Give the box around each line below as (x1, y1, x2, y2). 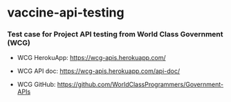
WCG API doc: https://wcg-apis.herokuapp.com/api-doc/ (17, 67, 181, 75)
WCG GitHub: (17, 81, 56, 89)
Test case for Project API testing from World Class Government (7, 30, 223, 39)
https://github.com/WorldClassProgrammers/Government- (57, 81, 223, 89)
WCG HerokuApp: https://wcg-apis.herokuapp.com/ (17, 54, 166, 62)
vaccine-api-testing (7, 5, 124, 21)
